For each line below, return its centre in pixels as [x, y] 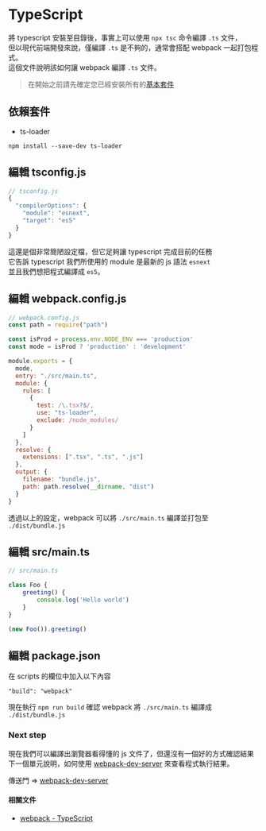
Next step [27, 735]
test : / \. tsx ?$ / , [65, 406]
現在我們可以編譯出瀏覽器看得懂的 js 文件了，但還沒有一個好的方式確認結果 [131, 753]
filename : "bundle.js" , [62, 479]
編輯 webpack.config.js [67, 299]
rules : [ [37, 391]
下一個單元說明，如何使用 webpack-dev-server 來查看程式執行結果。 [121, 763]
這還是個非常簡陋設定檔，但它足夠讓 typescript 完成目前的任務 [110, 251]
